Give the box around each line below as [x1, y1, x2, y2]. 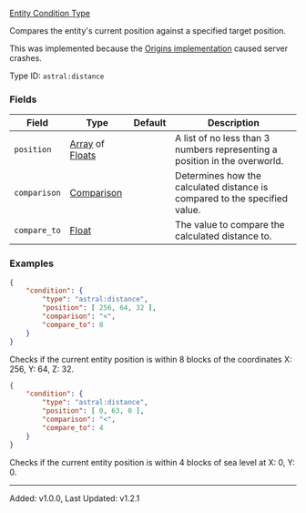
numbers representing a [174, 143, 278, 156]
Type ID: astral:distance [9, 70, 105, 81]
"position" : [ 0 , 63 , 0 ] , [42, 406, 145, 416]
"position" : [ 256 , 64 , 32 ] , [42, 303, 157, 313]
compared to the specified [174, 192, 289, 205]
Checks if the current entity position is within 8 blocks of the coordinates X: [9, 354, 293, 364]
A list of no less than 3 [174, 132, 270, 145]
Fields [9, 93, 37, 106]
